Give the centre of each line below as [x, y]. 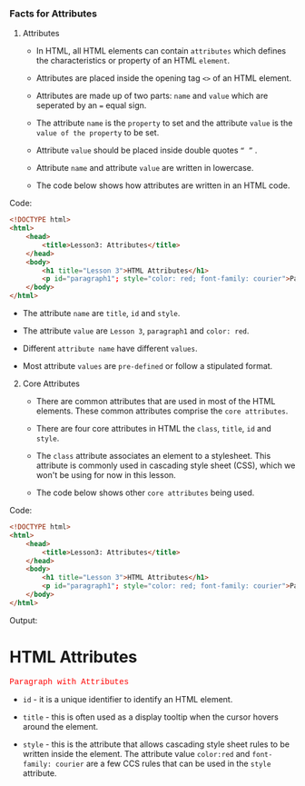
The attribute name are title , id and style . [101, 313]
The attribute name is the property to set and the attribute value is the [164, 123]
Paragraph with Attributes [69, 682]
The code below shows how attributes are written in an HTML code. [163, 185]
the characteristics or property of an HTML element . [133, 61]
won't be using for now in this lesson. [106, 475]
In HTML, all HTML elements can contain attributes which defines [161, 51]
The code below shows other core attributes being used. [145, 492]
